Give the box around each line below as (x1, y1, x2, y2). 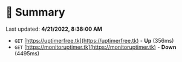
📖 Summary (5, 5, 65, 19)
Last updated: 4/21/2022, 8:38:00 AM (5, 25, 103, 33)
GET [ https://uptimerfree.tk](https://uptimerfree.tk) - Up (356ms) (14, 37, 174, 44)
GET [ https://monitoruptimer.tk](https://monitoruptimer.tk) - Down (14, 43, 177, 51)
